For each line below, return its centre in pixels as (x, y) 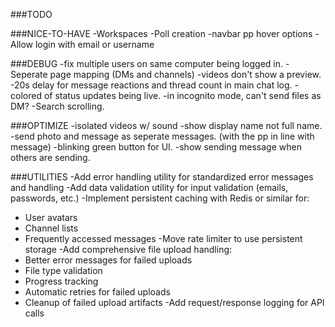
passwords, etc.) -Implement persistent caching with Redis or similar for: (160, 198)
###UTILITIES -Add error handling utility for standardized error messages (162, 177)
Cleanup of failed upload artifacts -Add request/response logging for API (174, 302)
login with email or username (94, 44)
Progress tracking (61, 281)
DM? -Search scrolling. (57, 106)
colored (26, 95)
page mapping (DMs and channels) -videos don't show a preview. (185, 74)
